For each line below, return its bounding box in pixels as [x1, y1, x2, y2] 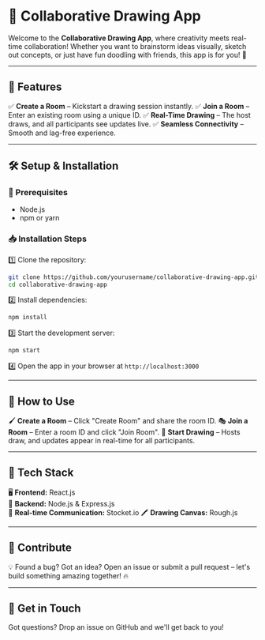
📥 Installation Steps [8, 233, 87, 244]
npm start [8, 347, 41, 355]
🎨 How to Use [8, 394, 75, 408]
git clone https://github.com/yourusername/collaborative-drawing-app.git [8, 273, 259, 281]
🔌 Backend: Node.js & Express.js [8, 499, 115, 508]
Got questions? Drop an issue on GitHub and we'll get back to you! [8, 623, 225, 632]
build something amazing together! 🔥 [8, 570, 129, 580]
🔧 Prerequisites [8, 187, 69, 198]
